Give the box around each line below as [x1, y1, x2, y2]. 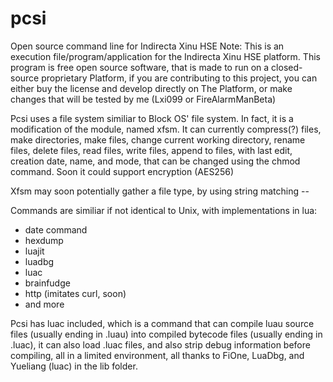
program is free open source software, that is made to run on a [10, 61, 270, 73]
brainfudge [24, 277, 71, 289]
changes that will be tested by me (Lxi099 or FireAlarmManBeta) [10, 93, 277, 105]
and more [24, 298, 65, 310]
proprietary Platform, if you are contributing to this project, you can [41, 72, 318, 84]
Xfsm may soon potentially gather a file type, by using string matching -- [10, 185, 310, 197]
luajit [24, 245, 45, 257]
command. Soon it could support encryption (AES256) [10, 165, 234, 177]
